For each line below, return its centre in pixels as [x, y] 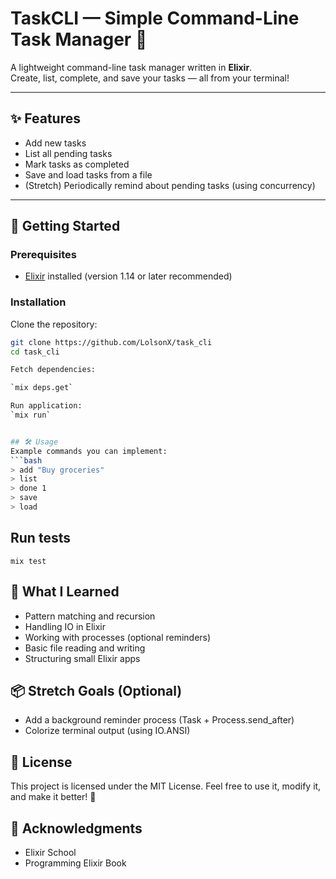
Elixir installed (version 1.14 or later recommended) [128, 276]
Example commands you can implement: [89, 451]
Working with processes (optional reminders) [118, 637]
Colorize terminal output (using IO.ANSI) [107, 731]
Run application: [46, 406]
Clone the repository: [54, 324]
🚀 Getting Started [65, 226]
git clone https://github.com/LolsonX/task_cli [111, 342]
